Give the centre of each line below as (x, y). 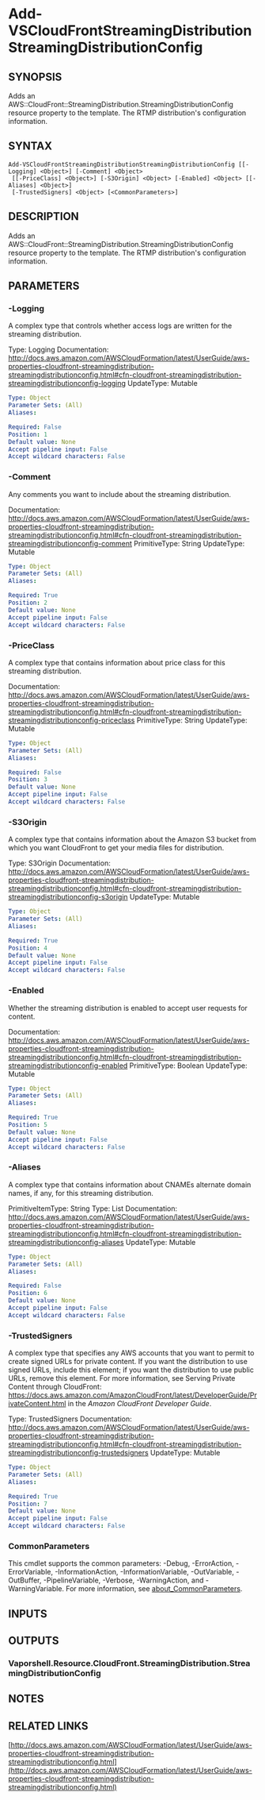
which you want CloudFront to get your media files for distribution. (116, 848)
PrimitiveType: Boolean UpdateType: (188, 1066)
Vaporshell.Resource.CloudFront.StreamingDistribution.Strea (129, 1663)
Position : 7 (28, 1504)
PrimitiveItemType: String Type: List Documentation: (93, 1208)
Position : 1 (28, 434)
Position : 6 (28, 1293)
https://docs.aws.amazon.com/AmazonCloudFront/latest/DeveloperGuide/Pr (132, 1395)
